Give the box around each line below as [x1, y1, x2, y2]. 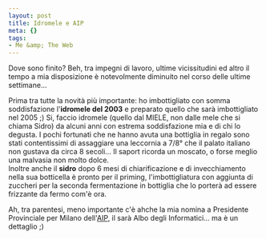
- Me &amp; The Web [8, 42, 74, 50]
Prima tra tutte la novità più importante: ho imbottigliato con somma [8, 96, 231, 106]
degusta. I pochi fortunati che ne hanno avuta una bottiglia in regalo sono [8, 129, 250, 140]
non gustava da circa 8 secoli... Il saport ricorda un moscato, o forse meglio [8, 147, 258, 157]
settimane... [8, 81, 47, 90]
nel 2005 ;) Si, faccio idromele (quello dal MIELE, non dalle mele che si [8, 113, 240, 122]
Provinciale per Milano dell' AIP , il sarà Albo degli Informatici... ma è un [8, 213, 239, 223]
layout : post [8, 11, 52, 20]
